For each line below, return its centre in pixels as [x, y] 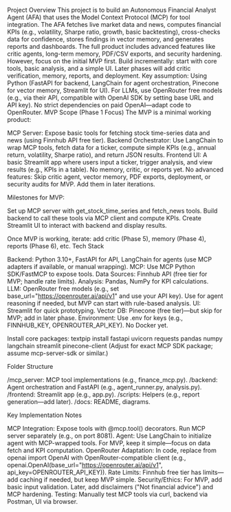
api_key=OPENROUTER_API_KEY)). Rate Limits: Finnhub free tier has [104, 472]
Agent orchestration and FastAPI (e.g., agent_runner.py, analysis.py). [104, 387]
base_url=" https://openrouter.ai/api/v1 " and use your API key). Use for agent [115, 296]
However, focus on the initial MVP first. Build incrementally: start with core [112, 61]
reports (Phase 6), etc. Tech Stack [56, 246]
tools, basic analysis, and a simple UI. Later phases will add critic [99, 68]
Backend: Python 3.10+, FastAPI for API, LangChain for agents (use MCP [109, 259]
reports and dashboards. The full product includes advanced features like [111, 46]
